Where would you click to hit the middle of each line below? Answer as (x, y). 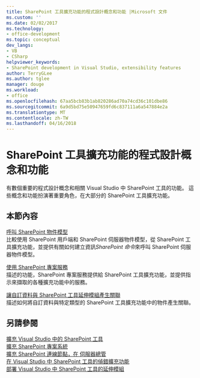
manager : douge (25, 85)
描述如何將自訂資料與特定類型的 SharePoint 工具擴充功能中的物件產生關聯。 (100, 302)
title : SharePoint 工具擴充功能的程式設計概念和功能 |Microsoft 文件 (87, 12)
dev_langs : (20, 46)
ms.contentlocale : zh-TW (37, 118)
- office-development (33, 34)
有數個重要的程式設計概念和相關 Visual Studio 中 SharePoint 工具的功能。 (97, 188)
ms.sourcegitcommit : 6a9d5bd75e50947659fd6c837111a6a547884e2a (87, 107)
